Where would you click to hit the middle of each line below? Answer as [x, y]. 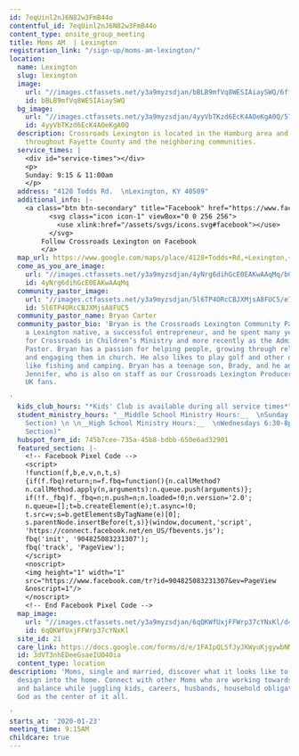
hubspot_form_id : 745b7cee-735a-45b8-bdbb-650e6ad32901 [123, 440]
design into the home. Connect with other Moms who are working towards [155, 680]
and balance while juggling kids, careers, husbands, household [139, 688]
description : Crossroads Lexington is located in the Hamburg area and [153, 134]
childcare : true [39, 738]
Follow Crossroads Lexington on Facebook [119, 242]
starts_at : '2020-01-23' [55, 721]
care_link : [37, 647]
